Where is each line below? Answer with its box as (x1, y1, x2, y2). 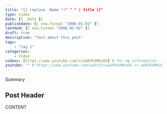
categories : (5, 49, 30, 54)
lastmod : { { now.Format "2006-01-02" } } (5, 26, 90, 31)
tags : (5, 40, 16, 45)
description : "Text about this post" (5, 35, 83, 40)
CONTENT (5, 104, 27, 110)
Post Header (5, 91, 45, 100)
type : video (5, 12, 30, 17)
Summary (5, 77, 25, 83)
